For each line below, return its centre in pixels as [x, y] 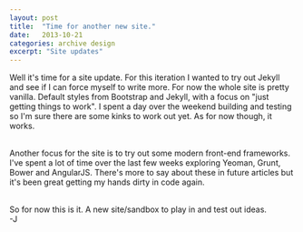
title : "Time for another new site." [83, 26]
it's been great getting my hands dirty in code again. [107, 182]
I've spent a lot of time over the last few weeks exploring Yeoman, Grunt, [145, 163]
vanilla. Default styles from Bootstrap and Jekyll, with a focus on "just [139, 97]
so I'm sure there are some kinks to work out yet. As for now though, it [141, 116]
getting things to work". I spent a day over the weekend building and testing [151, 106]
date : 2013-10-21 [46, 35]
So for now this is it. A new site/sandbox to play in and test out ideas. [138, 209]
